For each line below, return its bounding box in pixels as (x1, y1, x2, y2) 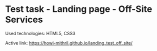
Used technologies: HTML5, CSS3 (5, 30, 76, 36)
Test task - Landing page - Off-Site (5, 3, 152, 15)
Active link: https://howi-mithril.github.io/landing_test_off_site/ (5, 40, 133, 46)
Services (5, 14, 43, 25)
